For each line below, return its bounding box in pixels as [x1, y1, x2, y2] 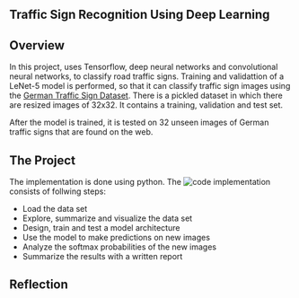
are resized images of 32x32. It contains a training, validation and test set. [9, 100, 284, 110]
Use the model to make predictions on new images [22, 232, 211, 243]
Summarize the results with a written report [22, 251, 183, 262]
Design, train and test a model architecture [22, 223, 180, 233]
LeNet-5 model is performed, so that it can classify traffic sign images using [9, 81, 291, 92]
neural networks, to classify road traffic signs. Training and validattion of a [9, 71, 285, 82]
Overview [9, 38, 66, 53]
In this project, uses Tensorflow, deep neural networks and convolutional [9, 62, 278, 73]
